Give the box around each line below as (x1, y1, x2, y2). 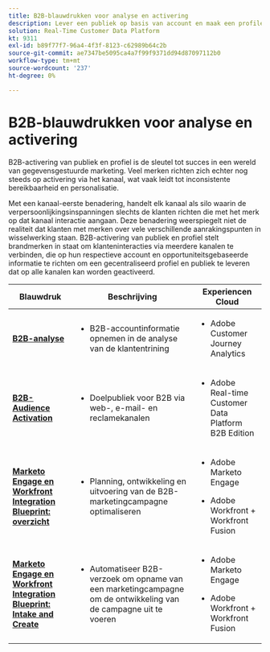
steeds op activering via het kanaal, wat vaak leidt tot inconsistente (8, 174, 231, 184)
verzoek (89, 573, 121, 584)
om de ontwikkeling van (89, 593, 180, 605)
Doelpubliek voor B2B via (89, 392, 186, 403)
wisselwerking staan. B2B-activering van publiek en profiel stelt (8, 233, 219, 242)
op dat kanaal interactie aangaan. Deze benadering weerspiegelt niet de (8, 215, 247, 225)
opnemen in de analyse (89, 332, 178, 344)
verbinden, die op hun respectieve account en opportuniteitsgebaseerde (8, 250, 249, 259)
